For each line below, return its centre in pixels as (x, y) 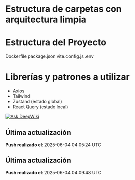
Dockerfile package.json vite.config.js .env (50, 56)
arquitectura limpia (46, 19)
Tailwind (21, 96)
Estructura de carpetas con (63, 9)
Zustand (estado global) (37, 102)
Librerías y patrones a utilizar (67, 77)
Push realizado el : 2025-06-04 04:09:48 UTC (53, 172)
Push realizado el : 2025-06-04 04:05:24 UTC (53, 145)
